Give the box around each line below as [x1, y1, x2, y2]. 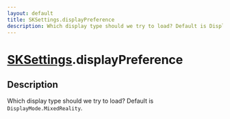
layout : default [7, 10, 53, 17]
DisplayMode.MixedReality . [7, 104, 83, 112]
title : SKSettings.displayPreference [7, 16, 115, 23]
